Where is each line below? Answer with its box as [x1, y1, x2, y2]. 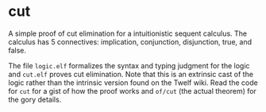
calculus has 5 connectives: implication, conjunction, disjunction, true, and [8, 37, 253, 46]
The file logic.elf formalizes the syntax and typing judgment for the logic [8, 60, 250, 70]
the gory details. [8, 95, 62, 104]
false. [8, 45, 26, 55]
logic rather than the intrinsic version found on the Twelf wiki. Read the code [8, 78, 258, 87]
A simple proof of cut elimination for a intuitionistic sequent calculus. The [8, 29, 248, 38]
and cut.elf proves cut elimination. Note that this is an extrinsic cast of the [8, 69, 254, 79]
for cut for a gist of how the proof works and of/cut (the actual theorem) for [8, 86, 256, 95]
